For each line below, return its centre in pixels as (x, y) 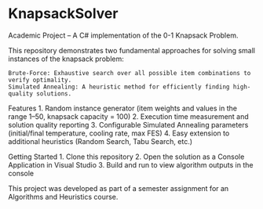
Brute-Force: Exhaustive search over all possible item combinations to (130, 73)
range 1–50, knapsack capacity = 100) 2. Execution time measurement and (128, 116)
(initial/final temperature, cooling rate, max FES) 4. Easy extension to (119, 133)
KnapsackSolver (63, 14)
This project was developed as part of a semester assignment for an (119, 188)
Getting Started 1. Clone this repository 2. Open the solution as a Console (126, 157)
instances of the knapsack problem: (66, 59)
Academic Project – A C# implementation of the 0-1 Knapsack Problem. (123, 35)
